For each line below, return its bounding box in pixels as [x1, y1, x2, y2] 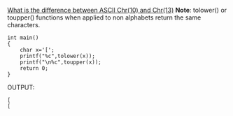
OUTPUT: [7, 83, 35, 92]
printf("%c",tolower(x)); [20, 52, 96, 59]
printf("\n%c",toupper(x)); [20, 59, 101, 66]
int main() [7, 34, 39, 41]
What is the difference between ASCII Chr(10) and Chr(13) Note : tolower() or [7, 6, 227, 14]
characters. [7, 21, 41, 29]
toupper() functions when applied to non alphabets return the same [7, 13, 202, 22]
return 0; [20, 65, 49, 72]
